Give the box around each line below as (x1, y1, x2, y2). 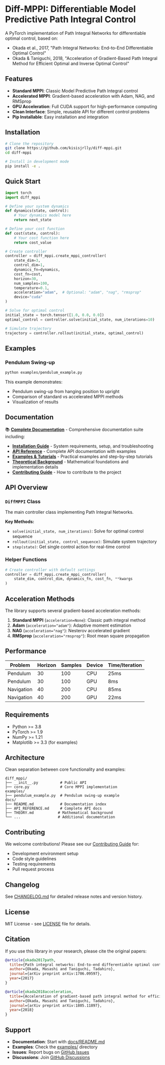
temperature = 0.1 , (14, 285, 50, 290)
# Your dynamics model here (14, 213, 71, 218)
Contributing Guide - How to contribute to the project (12, 469, 122, 475)
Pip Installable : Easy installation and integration (12, 114, 109, 120)
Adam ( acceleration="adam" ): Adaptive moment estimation (12, 622, 132, 628)
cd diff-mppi (5, 150, 32, 155)
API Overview (5, 483, 48, 492)
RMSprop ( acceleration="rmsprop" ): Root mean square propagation (12, 633, 150, 639)
